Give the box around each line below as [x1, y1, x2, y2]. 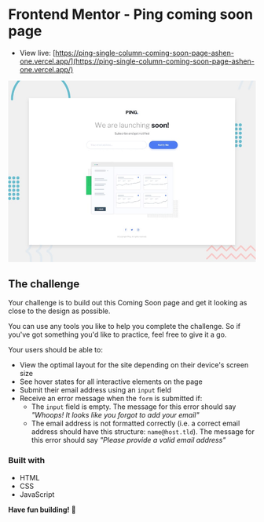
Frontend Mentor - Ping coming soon [8, 5, 254, 24]
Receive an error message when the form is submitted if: [19, 394, 203, 403]
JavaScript [19, 489, 55, 499]
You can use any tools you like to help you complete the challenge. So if [8, 322, 241, 331]
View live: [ [19, 48, 56, 57]
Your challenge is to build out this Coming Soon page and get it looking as [8, 298, 247, 308]
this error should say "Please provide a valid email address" [31, 436, 226, 445]
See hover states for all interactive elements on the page [19, 377, 203, 386]
